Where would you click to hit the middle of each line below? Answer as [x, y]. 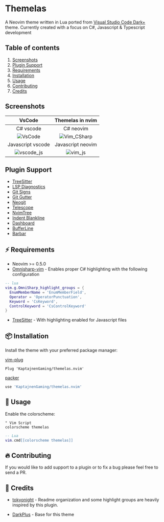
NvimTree [22, 213]
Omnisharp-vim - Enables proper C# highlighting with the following [80, 269]
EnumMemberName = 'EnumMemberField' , [48, 292]
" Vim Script [18, 423]
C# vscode [29, 128]
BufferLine [23, 228]
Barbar [19, 234]
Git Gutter [22, 197]
